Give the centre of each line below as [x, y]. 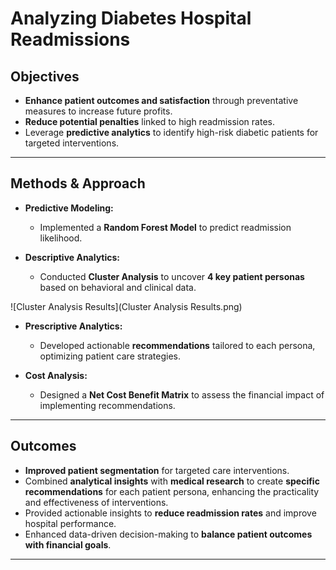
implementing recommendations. [107, 405]
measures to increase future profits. [98, 111]
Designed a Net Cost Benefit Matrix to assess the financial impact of [182, 394]
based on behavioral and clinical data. [118, 287]
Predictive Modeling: [69, 208]
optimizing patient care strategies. [110, 356]
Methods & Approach [78, 183]
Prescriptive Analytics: [73, 326]
